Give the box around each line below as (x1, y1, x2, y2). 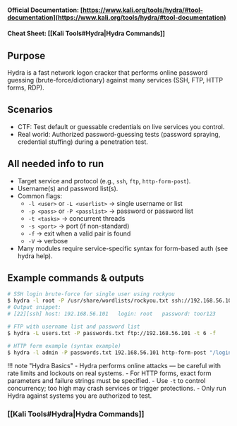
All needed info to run (7, 158, 104, 170)
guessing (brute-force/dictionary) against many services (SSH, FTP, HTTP (7, 76, 224, 84)
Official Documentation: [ (7, 6, 83, 14)
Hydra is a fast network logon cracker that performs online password (7, 68, 208, 77)
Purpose (7, 49, 46, 61)
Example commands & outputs (7, 272, 145, 284)
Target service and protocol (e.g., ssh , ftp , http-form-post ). (17, 176, 191, 185)
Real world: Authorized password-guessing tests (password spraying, (17, 130, 221, 138)
